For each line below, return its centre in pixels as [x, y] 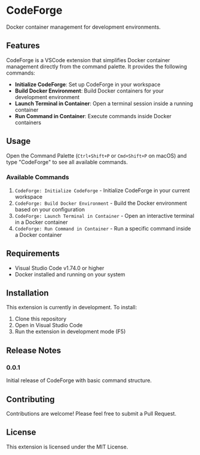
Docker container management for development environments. [84, 27]
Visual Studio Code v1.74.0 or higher [59, 268]
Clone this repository [41, 319]
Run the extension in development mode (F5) [70, 331]
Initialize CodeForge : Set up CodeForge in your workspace [87, 84]
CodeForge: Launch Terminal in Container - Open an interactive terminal [104, 216]
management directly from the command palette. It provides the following [97, 66]
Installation [27, 293]
